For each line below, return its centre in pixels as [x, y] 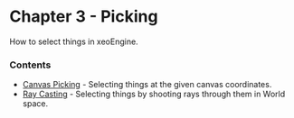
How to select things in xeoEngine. [74, 41]
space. [35, 104]
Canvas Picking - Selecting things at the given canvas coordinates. [147, 85]
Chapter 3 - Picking [84, 17]
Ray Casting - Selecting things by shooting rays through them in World [154, 94]
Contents [30, 65]
